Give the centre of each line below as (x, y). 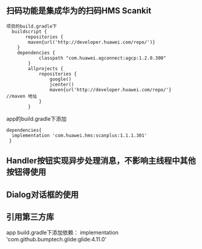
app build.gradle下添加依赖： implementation (63, 233)
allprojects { (46, 68)
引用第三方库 (30, 217)
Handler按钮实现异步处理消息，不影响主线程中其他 (101, 161)
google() (60, 79)
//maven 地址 (22, 96)
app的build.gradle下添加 (37, 118)
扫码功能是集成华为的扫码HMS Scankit (79, 11)
